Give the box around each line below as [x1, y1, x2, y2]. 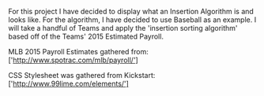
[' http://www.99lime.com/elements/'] [8, 79, 129, 88]
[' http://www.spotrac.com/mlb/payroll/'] [8, 55, 138, 65]
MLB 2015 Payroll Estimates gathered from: [8, 47, 149, 56]
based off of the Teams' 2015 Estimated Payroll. [8, 31, 164, 41]
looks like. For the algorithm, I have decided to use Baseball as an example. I [8, 15, 257, 24]
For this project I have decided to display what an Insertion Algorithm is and [8, 7, 255, 16]
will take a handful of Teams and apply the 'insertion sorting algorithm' [8, 24, 239, 32]
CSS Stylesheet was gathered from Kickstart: [8, 71, 156, 79]
